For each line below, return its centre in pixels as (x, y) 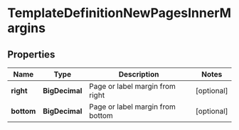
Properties (31, 54)
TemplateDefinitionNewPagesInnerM (119, 13)
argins (27, 28)
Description (139, 74)
